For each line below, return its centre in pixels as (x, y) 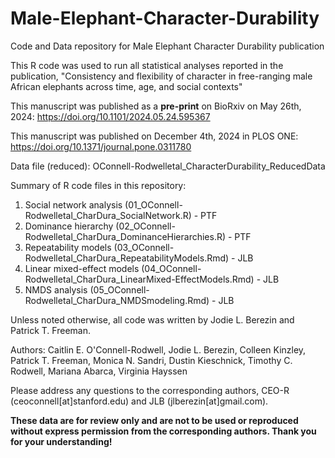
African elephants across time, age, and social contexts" (126, 86)
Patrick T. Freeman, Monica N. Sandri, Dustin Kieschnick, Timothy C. (151, 360)
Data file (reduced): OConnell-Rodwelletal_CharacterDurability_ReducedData (168, 166)
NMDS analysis (56, 289)
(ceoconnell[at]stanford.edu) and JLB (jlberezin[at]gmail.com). (139, 401)
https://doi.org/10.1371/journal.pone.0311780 (101, 146)
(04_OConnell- (171, 268)
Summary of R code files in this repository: (98, 185)
